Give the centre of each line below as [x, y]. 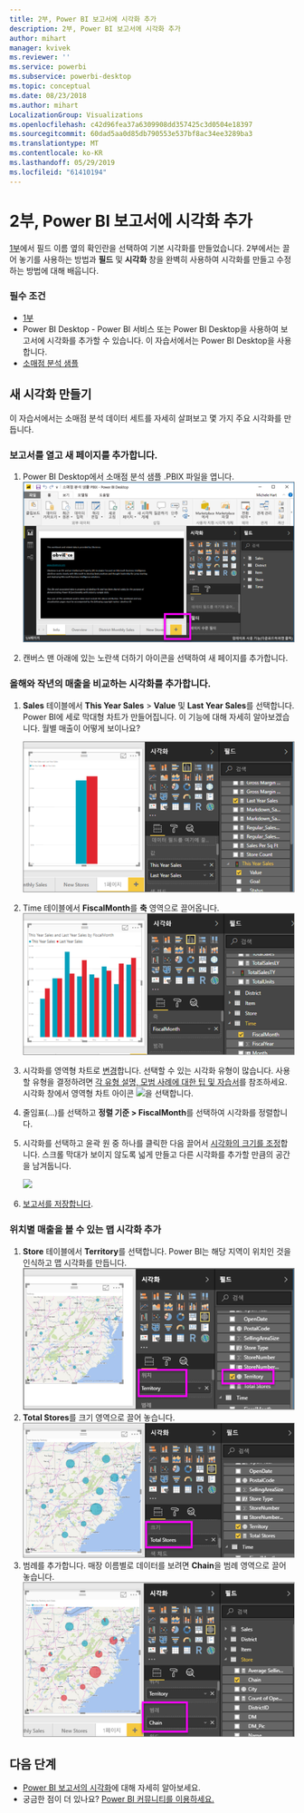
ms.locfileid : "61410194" [58, 172]
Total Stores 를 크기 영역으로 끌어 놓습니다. [99, 1417]
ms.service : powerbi [48, 67]
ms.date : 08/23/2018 [48, 95]
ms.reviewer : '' [40, 58]
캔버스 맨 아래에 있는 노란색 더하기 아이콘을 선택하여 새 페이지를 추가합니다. [155, 658]
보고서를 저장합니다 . [57, 1204]
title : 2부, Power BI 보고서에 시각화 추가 [83, 19]
